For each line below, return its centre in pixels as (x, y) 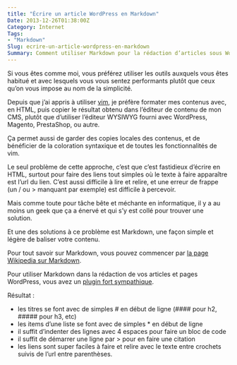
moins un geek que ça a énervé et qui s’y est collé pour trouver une (105, 210)
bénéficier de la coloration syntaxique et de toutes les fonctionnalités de (112, 145)
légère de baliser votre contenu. (54, 239)
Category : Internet (36, 27)
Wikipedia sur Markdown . (44, 260)
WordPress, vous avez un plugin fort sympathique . (80, 281)
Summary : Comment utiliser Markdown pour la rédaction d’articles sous (115, 54)
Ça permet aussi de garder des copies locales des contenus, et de (104, 138)
